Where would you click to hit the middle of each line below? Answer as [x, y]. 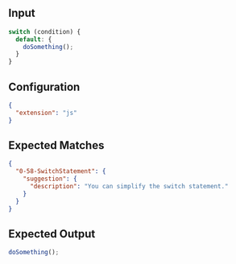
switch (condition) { [45, 31]
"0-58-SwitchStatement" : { [61, 171]
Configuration [44, 87]
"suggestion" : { [50, 179]
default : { [34, 39]
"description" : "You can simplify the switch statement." [129, 187]
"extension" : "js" [47, 113]
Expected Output [52, 234]
